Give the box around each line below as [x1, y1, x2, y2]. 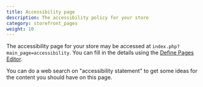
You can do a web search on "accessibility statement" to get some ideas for [6, 68, 197, 75]
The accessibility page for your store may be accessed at [6, 43, 151, 50]
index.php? [152, 44, 180, 50]
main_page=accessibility [6, 50, 70, 57]
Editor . [6, 55, 23, 63]
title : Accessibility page [6, 9, 75, 15]
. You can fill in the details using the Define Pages [69, 49, 194, 57]
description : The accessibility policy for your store [6, 15, 149, 21]
